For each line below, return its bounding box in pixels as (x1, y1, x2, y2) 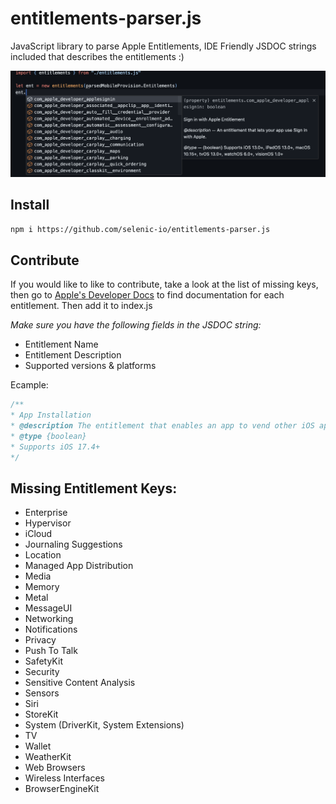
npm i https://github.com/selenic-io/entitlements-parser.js (10, 224, 271, 234)
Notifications (24, 623, 78, 636)
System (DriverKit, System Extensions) (24, 719, 185, 731)
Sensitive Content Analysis (24, 677, 136, 689)
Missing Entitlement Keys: (10, 480, 178, 497)
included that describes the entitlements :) (10, 50, 185, 62)
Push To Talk (24, 645, 78, 657)
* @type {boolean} (10, 431, 87, 441)
